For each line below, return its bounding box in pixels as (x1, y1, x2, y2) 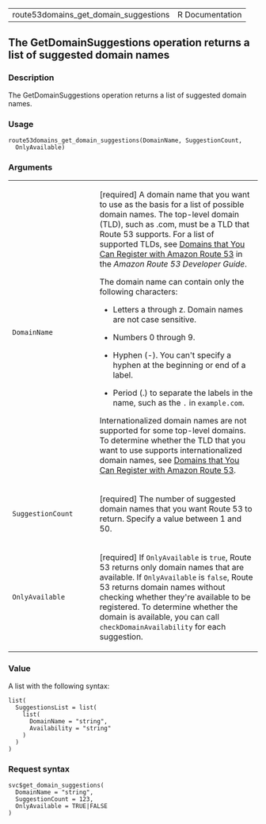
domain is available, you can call (99, 611, 220, 623)
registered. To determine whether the (99, 602, 238, 613)
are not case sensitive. (112, 314, 196, 325)
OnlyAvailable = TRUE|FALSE (15, 802, 108, 810)
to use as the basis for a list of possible (99, 199, 245, 210)
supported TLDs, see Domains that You (99, 239, 245, 250)
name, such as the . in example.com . (112, 397, 245, 408)
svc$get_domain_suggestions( (8, 781, 104, 789)
